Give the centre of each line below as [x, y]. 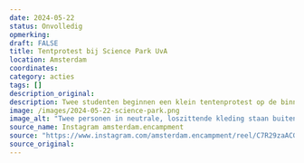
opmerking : [30, 34]
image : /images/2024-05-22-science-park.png [95, 110]
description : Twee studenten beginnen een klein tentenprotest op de [143, 102]
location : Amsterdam [48, 60]
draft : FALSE [34, 43]
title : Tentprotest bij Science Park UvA [89, 52]
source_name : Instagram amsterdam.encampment [96, 128]
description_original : [52, 93]
